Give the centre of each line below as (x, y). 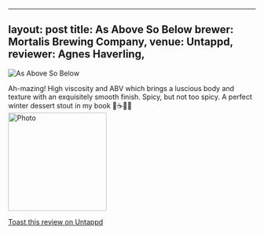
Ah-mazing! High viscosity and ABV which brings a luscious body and (121, 88)
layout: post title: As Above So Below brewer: (121, 29)
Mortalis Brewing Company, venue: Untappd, (121, 42)
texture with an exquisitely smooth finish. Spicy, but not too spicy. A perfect (130, 97)
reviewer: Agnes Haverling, (77, 55)
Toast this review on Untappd (56, 221)
